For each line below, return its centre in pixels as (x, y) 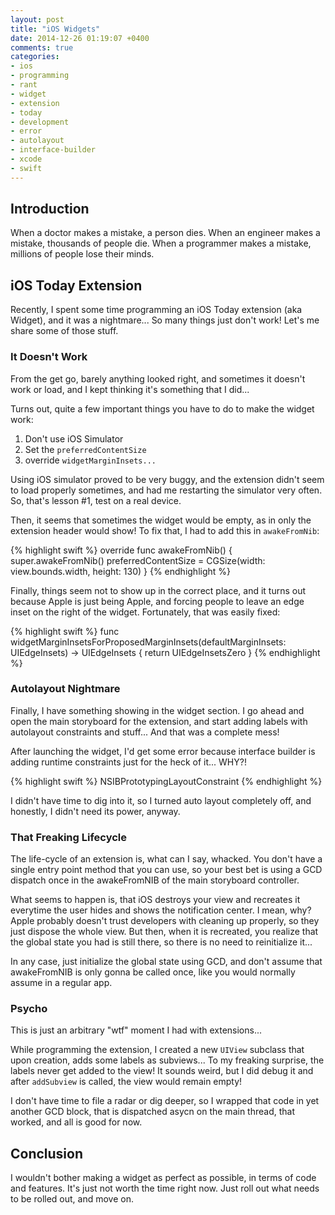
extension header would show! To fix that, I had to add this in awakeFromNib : (165, 530)
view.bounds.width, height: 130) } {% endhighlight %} (121, 571)
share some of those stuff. (64, 331)
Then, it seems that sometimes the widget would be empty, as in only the (161, 520)
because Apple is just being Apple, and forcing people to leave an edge (157, 601)
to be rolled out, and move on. (72, 1199)
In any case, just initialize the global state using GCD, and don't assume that (166, 962)
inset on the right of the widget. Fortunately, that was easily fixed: (145, 612)
